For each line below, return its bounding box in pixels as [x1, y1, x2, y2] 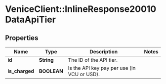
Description [89, 48, 118, 55]
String [39, 57, 54, 63]
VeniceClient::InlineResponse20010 [5, 3, 157, 15]
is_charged [7, 68, 35, 75]
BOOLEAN [39, 68, 63, 75]
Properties [5, 34, 39, 42]
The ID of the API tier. [68, 57, 118, 63]
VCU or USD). [68, 71, 100, 78]
